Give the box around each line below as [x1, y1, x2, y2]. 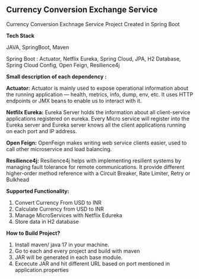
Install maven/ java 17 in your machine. [14, 241, 109, 248]
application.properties [14, 266, 70, 273]
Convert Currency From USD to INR [14, 199, 102, 206]
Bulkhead [6, 175, 30, 183]
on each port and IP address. [6, 127, 77, 134]
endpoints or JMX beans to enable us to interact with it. [6, 97, 142, 104]
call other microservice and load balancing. [6, 145, 112, 152]
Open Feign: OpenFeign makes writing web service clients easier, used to [6, 139, 187, 146]
